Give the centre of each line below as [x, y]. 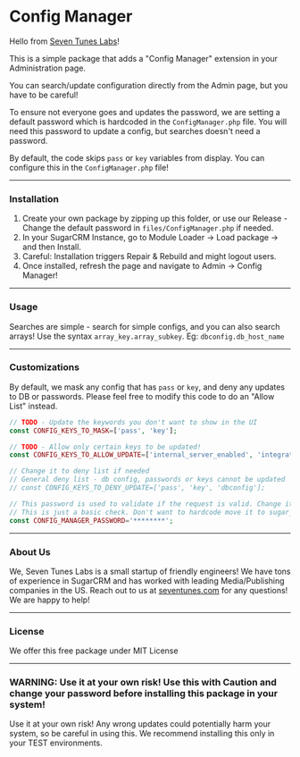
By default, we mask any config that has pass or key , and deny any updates [147, 387]
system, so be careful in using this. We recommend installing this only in [142, 734]
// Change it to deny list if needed [79, 471]
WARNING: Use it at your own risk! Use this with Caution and [143, 683]
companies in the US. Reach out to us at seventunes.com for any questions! [149, 590]
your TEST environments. [56, 743]
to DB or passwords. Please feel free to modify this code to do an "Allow [142, 396]
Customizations [45, 367]
